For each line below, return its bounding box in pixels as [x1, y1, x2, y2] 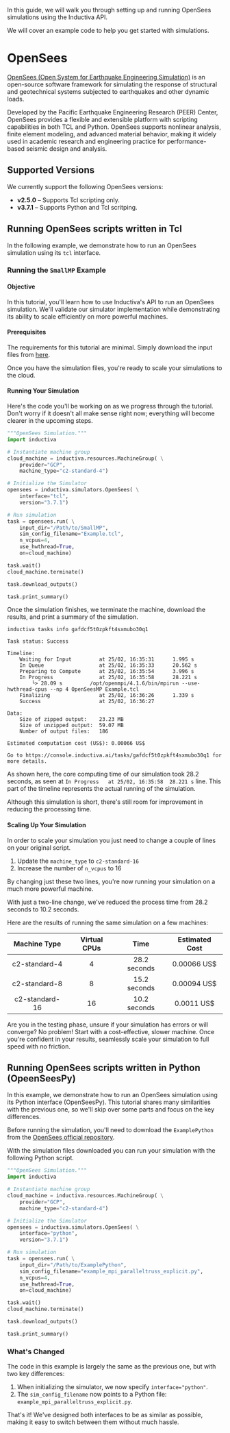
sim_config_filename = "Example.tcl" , [19, 530, 125, 537]
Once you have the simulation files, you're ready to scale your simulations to [7, 363, 222, 372]
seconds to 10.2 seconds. [7, 905, 79, 914]
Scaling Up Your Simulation [7, 821, 87, 829]
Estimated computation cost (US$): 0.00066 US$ [7, 740, 146, 747]
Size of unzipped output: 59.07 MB [19, 722, 125, 729]
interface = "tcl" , [19, 493, 69, 500]
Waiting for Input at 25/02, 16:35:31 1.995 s [19, 656, 194, 663]
